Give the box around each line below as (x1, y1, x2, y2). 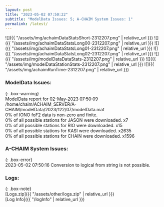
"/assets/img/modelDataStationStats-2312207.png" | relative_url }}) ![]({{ (5, 61, 154, 67)
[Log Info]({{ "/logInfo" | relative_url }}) (5, 197, 85, 203)
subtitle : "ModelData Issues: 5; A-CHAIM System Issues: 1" (5, 16, 133, 21)
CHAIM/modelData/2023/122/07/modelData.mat (5, 106, 104, 112)
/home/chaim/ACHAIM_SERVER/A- (5, 101, 76, 107)
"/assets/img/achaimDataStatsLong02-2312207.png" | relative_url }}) (11, 51, 153, 57)
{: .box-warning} (5, 90, 39, 96)
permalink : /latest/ (5, 21, 48, 26)
